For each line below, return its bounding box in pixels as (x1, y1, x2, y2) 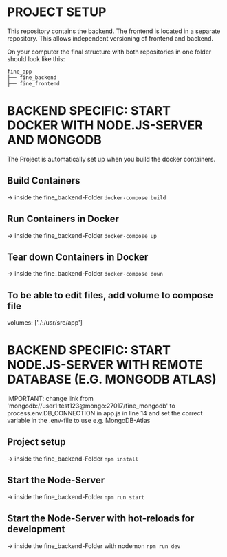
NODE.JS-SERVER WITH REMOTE (7, 357, 203, 373)
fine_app (7, 68, 32, 75)
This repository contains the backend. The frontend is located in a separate (7, 27, 221, 35)
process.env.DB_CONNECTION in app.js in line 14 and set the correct (7, 409, 203, 417)
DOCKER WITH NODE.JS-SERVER (7, 118, 203, 133)
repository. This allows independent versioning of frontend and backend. (7, 34, 214, 42)
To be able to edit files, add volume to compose (7, 290, 213, 301)
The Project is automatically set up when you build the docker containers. (7, 155, 215, 163)
